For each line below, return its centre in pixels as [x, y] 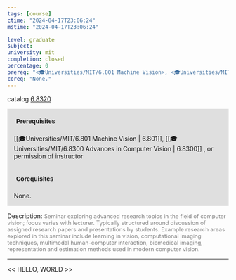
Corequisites [35, 179]
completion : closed [36, 59]
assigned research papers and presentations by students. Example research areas [116, 229]
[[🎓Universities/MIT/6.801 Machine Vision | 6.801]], [89, 139]
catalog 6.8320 [29, 98]
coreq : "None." [29, 79]
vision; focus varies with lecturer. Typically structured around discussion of [106, 223]
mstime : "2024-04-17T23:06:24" [53, 27]
